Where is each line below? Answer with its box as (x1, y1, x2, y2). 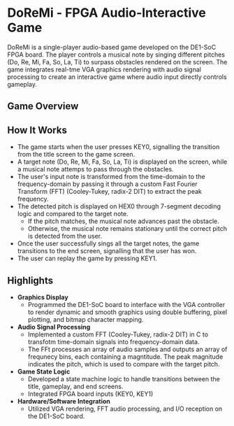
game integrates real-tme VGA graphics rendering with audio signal (7, 65, 201, 73)
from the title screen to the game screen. (17, 150, 136, 159)
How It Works (7, 124, 68, 136)
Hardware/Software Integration (17, 397, 110, 405)
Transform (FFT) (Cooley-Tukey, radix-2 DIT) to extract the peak (17, 187, 203, 196)
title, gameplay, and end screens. (27, 382, 124, 390)
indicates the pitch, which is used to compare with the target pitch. (27, 360, 220, 368)
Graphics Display (17, 292, 68, 301)
